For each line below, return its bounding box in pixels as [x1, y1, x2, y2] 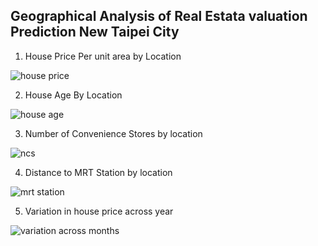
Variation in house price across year [24, 205, 174, 217]
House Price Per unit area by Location [24, 50, 182, 62]
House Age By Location [24, 89, 123, 101]
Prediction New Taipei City [10, 24, 180, 41]
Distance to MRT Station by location [24, 166, 173, 178]
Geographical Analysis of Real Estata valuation [10, 8, 308, 25]
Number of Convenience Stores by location [24, 127, 203, 139]
